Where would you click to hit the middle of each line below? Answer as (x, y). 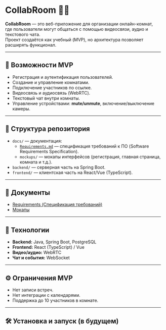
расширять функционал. (31, 45)
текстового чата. (23, 34)
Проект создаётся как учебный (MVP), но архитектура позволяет (74, 40)
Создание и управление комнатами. (51, 82)
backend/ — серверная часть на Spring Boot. (59, 167)
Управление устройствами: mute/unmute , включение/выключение (83, 103)
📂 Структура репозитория (48, 129)
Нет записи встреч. (33, 290)
